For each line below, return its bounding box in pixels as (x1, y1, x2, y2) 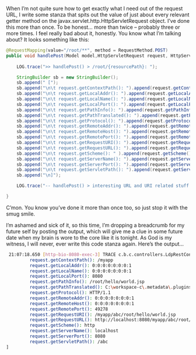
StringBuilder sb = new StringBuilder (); (16, 74, 118, 80)
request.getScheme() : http (29, 322, 95, 329)
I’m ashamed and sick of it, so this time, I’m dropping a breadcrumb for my (6, 221, 185, 228)
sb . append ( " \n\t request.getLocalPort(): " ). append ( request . (16, 101, 168, 107)
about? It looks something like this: (6, 36, 89, 43)
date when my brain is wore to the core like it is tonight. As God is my (6, 234, 172, 241)
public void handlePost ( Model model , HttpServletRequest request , (6, 53, 168, 59)
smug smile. (6, 210, 36, 217)
